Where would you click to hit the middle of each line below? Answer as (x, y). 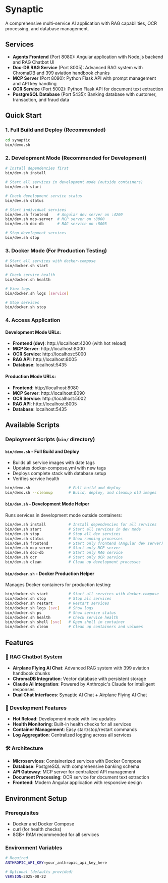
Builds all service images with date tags (53, 462)
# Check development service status (44, 196)
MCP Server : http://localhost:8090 (49, 393)
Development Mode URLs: (33, 332)
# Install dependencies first (37, 168)
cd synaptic (18, 140)
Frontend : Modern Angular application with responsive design (77, 783)
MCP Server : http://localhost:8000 (49, 349)
